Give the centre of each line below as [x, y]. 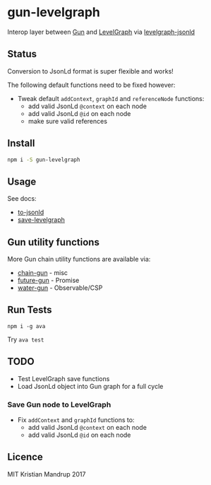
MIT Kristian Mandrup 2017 [47, 474]
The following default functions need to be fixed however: [91, 85]
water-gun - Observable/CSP [60, 288]
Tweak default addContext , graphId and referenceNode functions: [111, 98]
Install [21, 143]
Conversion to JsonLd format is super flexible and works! [91, 71]
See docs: [22, 199]
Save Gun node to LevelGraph [59, 404]
